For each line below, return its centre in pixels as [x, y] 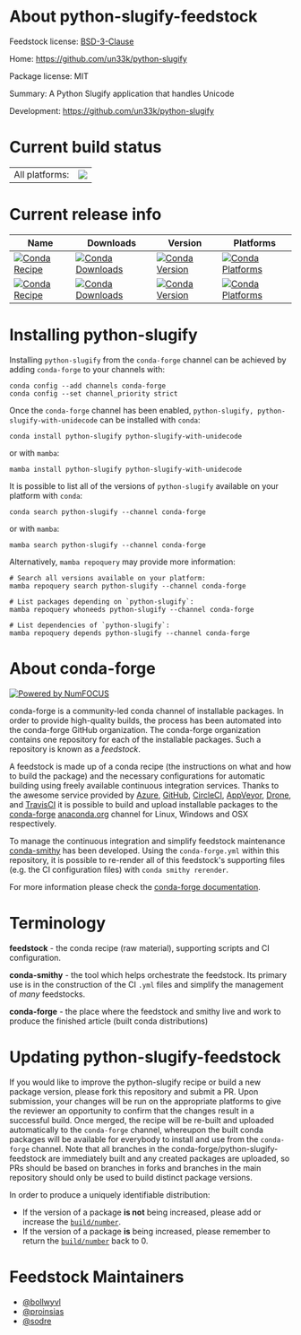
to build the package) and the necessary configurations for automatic [138, 776]
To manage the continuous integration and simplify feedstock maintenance [147, 841]
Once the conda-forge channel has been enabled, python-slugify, [131, 410]
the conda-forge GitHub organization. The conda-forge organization [135, 729]
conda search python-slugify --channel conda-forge [107, 512]
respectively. [33, 824]
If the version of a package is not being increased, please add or [142, 1212]
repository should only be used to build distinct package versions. [131, 1177]
